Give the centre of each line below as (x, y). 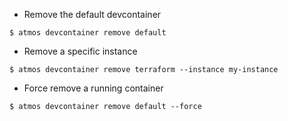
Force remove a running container (93, 88)
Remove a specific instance (80, 51)
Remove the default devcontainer (92, 14)
